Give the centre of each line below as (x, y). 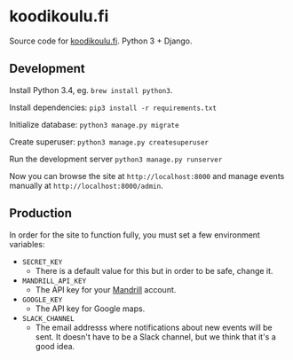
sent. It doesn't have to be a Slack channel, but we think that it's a (156, 337)
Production (41, 213)
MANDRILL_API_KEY (54, 281)
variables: (27, 244)
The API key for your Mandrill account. (106, 289)
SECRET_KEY (42, 262)
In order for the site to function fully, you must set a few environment (135, 235)
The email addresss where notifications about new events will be (154, 327)
